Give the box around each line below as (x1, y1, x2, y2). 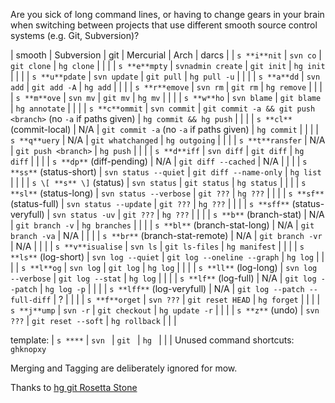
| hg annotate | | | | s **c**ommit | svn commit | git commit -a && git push (10, 102, 316, 114)
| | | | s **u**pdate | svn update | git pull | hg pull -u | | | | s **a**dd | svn (10, 70, 321, 82)
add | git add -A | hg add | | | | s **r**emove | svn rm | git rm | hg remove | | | (10, 81, 323, 93)
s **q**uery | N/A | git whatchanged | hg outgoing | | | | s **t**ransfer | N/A (10, 134, 326, 146)
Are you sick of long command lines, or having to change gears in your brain (10, 9, 325, 20)
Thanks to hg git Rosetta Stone (10, 382, 138, 393)
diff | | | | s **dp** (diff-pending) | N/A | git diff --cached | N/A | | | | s (10, 155, 308, 167)
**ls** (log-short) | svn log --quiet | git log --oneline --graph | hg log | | (10, 251, 325, 263)
